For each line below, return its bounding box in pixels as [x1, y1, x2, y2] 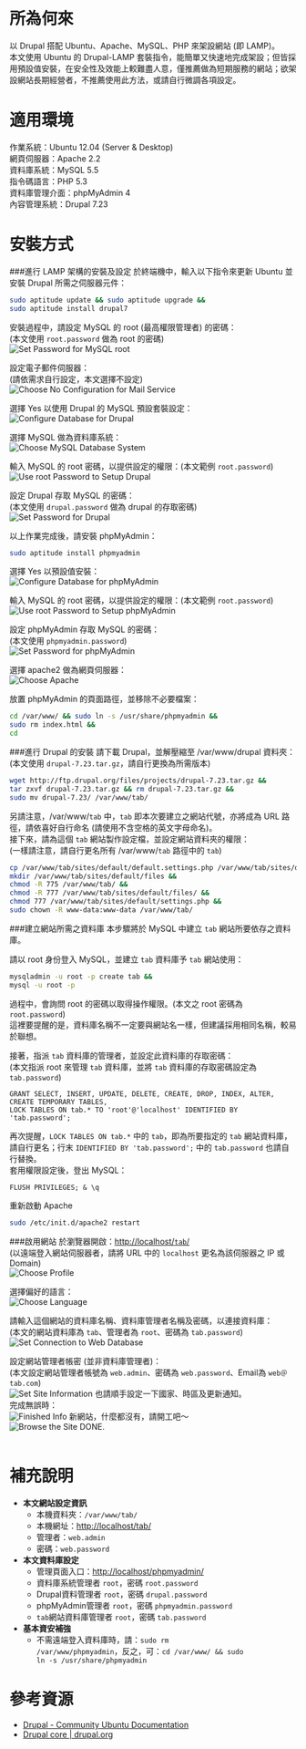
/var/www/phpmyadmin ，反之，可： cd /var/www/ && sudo [36, 1645, 244, 1656]
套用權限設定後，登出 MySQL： [9, 1164, 127, 1175]
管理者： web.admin [36, 1531, 107, 1542]
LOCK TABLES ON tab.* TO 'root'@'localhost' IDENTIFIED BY [9, 1105, 239, 1114]
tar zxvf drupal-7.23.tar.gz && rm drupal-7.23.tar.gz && [9, 784, 234, 793]
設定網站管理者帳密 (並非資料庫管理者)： [9, 1355, 162, 1366]
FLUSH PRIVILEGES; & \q [9, 1183, 100, 1192]
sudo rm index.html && [9, 720, 96, 730]
